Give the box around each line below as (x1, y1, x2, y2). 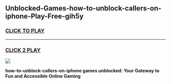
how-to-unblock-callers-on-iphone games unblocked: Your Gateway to (5, 67, 160, 73)
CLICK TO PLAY (5, 27, 45, 35)
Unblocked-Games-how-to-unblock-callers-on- (5, 4, 162, 13)
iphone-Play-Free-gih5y (5, 12, 84, 21)
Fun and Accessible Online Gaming (5, 73, 81, 79)
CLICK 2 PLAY (5, 46, 41, 53)
